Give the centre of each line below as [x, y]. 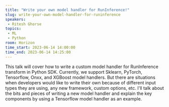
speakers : [16, 19]
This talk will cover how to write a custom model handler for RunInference [82, 67]
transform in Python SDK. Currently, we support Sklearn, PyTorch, [74, 72]
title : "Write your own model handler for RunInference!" [67, 10]
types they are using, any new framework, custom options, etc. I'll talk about [84, 88]
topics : [13, 29]
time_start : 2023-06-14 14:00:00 [40, 47]
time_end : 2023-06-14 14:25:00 [38, 52]
